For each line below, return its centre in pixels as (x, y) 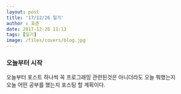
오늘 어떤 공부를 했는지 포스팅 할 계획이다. (56, 85)
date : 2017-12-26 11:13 (37, 29)
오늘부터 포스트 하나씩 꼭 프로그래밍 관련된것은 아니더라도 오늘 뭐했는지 (91, 78)
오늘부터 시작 (24, 63)
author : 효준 (23, 23)
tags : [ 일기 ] (22, 35)
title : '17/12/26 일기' (35, 18)
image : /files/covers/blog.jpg (46, 40)
